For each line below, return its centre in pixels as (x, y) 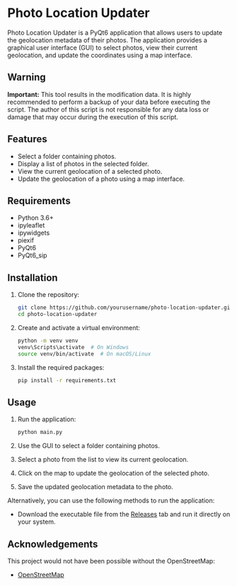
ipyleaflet (31, 225)
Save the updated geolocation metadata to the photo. (95, 487)
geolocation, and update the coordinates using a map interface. (100, 55)
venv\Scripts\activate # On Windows (73, 347)
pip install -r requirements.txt (67, 380)
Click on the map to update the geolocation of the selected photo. (114, 473)
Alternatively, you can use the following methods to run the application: (111, 500)
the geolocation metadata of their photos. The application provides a (107, 40)
